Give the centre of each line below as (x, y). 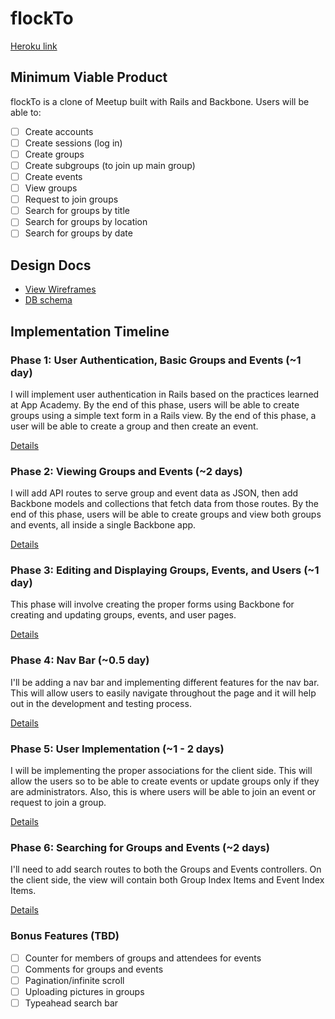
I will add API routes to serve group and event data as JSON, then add (154, 493)
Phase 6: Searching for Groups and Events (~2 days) (140, 847)
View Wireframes (60, 289)
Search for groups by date (78, 233)
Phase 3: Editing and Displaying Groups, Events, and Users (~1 (165, 570)
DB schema (48, 300)
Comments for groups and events (94, 969)
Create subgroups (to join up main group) (110, 165)
